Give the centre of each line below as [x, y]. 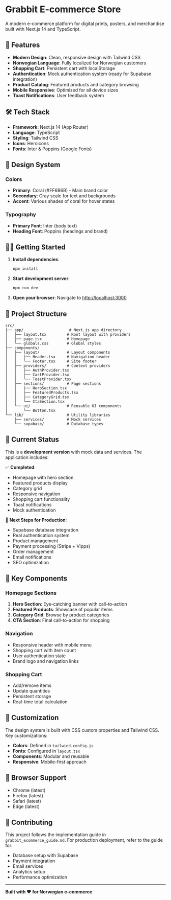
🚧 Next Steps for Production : [36, 520]
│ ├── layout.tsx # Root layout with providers [68, 334]
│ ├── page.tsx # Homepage [48, 339]
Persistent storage [32, 697]
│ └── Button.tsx [31, 410]
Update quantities [31, 691]
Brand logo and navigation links [46, 661]
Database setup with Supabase [45, 856]
